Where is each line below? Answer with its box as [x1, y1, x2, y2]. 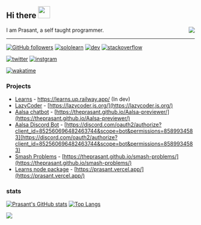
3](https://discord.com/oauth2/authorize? [14, 134, 118, 141]
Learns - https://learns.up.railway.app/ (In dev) [14, 95, 130, 103]
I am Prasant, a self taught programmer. [6, 26, 104, 34]
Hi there [6, 10, 37, 21]
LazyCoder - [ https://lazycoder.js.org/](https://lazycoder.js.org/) [14, 102, 173, 109]
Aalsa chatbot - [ [14, 109, 57, 116]
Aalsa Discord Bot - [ [14, 121, 67, 128]
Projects [6, 82, 31, 90]
